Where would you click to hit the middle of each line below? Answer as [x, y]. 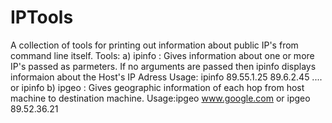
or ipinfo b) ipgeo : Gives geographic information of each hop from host [157, 87]
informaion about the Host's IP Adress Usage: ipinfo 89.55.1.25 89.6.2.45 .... [166, 77]
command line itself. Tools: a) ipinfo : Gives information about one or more [162, 55]
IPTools [42, 17]
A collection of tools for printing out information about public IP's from [154, 45]
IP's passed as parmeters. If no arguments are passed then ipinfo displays [163, 66]
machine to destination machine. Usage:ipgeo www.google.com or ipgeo [160, 98]
